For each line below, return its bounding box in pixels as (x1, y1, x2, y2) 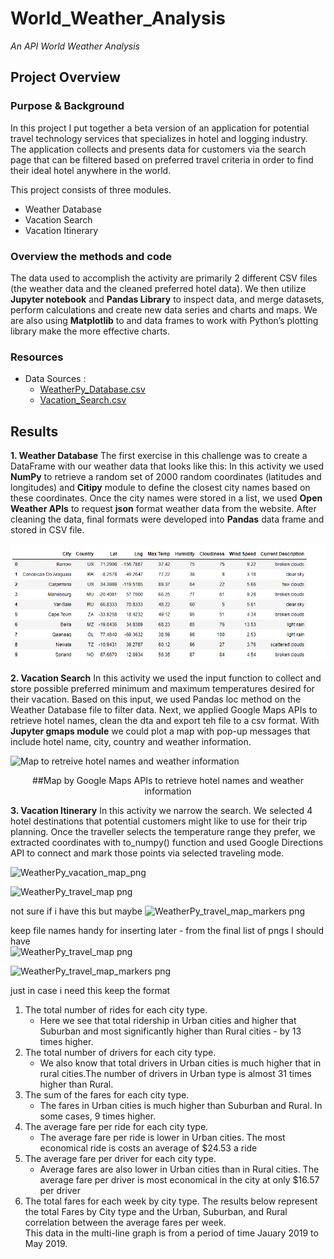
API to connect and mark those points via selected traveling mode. (10, 847, 285, 859)
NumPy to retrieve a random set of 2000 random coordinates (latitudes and (10, 471, 322, 483)
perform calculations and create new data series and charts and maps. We (10, 303, 318, 316)
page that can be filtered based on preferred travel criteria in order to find (10, 153, 314, 166)
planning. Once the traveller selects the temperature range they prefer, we (10, 826, 316, 838)
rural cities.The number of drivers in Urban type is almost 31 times (39, 1068, 312, 1080)
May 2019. (24, 1238, 68, 1250)
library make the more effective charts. (10, 325, 171, 337)
